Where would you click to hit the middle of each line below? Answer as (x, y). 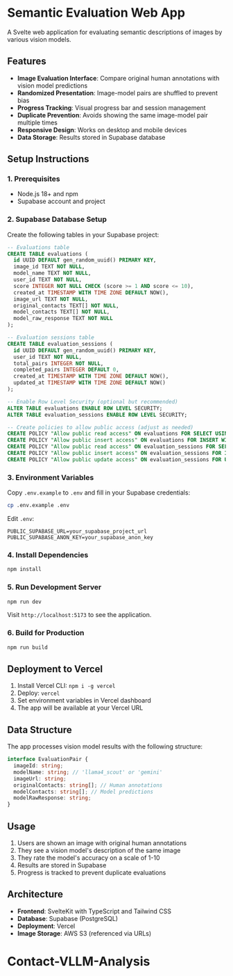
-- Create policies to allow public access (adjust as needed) (101, 427)
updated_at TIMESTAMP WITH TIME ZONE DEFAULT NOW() (90, 383)
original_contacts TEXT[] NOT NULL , (66, 305)
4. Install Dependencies (48, 554)
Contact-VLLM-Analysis (79, 961)
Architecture (35, 894)
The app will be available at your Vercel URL (80, 708)
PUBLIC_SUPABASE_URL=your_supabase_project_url (77, 531)
